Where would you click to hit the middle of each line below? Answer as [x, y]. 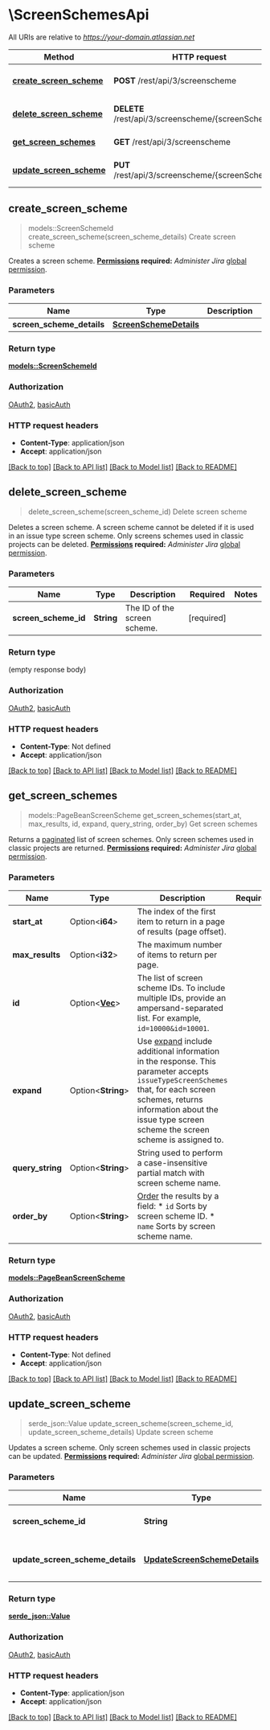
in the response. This [177, 1062]
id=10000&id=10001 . [173, 1029]
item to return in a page [181, 922]
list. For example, [169, 1018]
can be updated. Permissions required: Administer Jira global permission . [131, 1456]
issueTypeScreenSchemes [182, 1081]
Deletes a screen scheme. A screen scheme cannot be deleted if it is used [131, 527]
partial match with [171, 1173]
